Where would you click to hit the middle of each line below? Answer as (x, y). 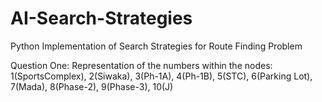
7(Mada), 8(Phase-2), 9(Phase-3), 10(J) (92, 86)
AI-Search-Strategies (101, 18)
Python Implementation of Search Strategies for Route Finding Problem (156, 46)
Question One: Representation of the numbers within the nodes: (141, 65)
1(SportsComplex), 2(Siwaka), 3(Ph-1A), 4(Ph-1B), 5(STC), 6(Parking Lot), (161, 76)
